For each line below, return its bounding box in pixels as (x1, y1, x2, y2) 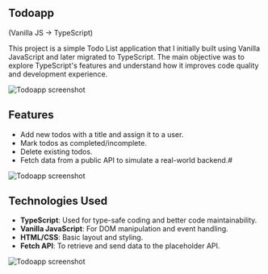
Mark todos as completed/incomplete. (19, 138, 147, 147)
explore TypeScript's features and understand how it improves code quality (8, 60, 259, 70)
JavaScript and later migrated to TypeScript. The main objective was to (8, 52, 245, 61)
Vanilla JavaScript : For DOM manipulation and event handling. (19, 224, 228, 234)
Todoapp (8, 6, 55, 20)
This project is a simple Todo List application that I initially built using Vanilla (8, 44, 261, 53)
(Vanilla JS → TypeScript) (8, 27, 94, 37)
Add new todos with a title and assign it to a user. (19, 129, 184, 139)
